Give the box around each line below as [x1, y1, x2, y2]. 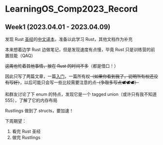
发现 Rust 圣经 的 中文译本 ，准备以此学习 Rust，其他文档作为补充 [5, 36, 133, 42]
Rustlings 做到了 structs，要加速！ [5, 108, 74, 113]
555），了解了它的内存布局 [5, 97, 57, 103]
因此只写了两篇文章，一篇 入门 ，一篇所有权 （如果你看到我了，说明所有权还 [5, 73, 154, 79]
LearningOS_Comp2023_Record [5, 3, 138, 15]
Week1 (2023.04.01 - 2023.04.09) [5, 23, 111, 31]
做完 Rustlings [12, 135, 41, 140]
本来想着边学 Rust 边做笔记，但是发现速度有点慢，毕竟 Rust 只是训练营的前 [5, 47, 155, 52]
